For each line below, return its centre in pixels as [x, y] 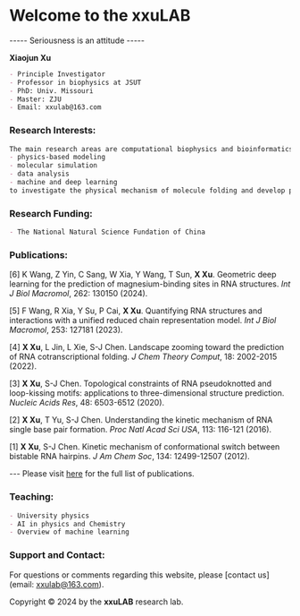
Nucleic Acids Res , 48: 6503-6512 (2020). [87, 403]
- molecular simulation [54, 166]
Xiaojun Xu [30, 57]
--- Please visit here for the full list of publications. [102, 474]
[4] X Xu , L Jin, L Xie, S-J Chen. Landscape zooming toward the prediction [147, 347]
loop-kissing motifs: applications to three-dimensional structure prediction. [147, 393]
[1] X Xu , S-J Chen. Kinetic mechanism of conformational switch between [145, 447]
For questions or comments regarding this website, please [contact [133, 575]
